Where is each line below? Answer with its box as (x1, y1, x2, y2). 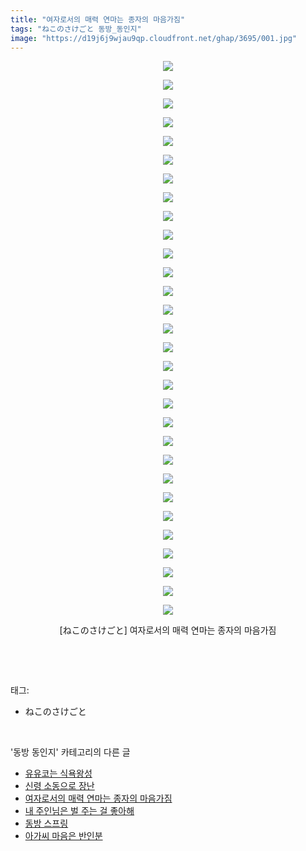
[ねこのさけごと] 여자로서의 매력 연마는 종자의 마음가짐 (59, 624, 277, 636)
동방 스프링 (24, 817, 69, 830)
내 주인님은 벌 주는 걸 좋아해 (24, 805, 135, 817)
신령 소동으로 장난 (24, 780, 95, 792)
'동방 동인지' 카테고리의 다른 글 (10, 746, 131, 758)
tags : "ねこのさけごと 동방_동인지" (10, 24, 142, 34)
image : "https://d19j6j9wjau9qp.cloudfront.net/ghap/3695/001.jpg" (10, 33, 298, 43)
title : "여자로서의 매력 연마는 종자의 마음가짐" (10, 14, 186, 25)
